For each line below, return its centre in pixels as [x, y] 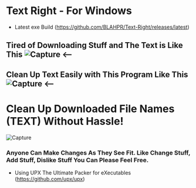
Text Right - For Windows [69, 11]
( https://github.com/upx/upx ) [50, 179]
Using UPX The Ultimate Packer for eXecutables [72, 172]
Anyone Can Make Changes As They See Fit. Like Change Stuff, [98, 152]
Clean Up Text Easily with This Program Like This [97, 74]
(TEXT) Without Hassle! [65, 121]
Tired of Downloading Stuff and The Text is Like [94, 45]
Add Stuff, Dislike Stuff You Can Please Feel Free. [77, 160]
